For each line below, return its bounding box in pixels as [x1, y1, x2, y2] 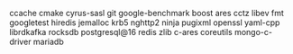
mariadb [32, 36, 65, 47]
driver [9, 36, 32, 47]
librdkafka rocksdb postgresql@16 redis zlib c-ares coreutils [9, 27, 233, 37]
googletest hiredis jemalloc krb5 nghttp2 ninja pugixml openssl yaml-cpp [9, 17, 280, 28]
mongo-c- [233, 27, 273, 37]
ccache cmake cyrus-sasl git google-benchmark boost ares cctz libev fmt [9, 8, 284, 18]
